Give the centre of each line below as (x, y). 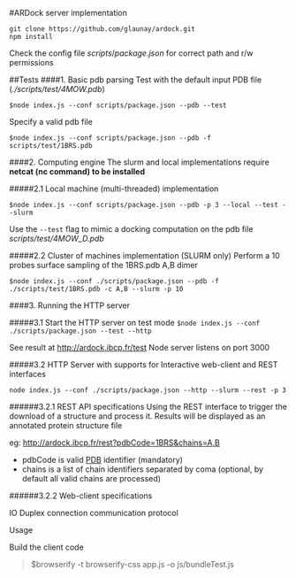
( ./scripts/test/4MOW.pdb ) (57, 89)
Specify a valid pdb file (51, 122)
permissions (32, 62)
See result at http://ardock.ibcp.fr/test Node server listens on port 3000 (140, 347)
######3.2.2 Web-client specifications (81, 496)
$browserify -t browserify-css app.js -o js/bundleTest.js (132, 564)
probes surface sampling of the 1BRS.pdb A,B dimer (104, 265)
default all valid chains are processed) (91, 478)
